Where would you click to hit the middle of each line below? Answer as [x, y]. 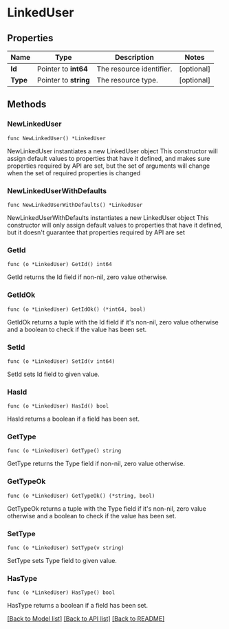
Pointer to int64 [62, 69]
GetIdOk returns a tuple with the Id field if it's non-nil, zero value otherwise [113, 322]
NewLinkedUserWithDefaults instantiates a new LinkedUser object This [108, 217]
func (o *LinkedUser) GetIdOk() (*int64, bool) [77, 309]
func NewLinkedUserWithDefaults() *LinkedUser [75, 205]
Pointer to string [64, 80]
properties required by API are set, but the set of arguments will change [109, 166]
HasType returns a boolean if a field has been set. [78, 606]
